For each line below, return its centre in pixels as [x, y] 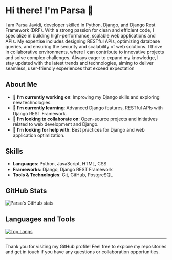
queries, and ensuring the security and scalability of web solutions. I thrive [84, 46]
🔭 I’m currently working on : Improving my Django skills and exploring [86, 97]
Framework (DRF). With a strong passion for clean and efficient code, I [80, 30]
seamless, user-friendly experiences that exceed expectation [70, 68]
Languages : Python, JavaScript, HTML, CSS [60, 163]
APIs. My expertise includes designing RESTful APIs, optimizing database [83, 41]
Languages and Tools [40, 219]
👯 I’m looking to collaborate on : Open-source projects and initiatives [85, 119]
